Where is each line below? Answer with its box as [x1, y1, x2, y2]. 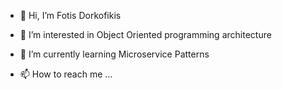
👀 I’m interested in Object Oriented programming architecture [19, 29, 272, 40]
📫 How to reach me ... [19, 68, 113, 80]
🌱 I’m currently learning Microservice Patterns [19, 48, 210, 60]
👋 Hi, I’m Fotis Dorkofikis [19, 10, 122, 21]
